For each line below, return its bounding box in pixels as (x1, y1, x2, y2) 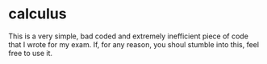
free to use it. (8, 48, 53, 58)
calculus (8, 5, 67, 23)
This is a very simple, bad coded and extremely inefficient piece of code (8, 31, 248, 41)
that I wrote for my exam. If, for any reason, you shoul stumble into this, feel (8, 39, 260, 49)
